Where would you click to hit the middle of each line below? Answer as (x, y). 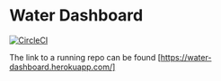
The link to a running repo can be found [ (85, 57)
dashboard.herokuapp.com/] (62, 67)
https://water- (186, 57)
